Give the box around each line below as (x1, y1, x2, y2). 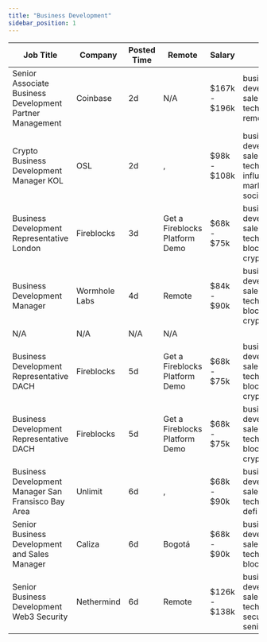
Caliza (75, 538, 100, 549)
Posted (128, 44, 157, 56)
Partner (12, 107, 41, 118)
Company (79, 49, 118, 60)
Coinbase (75, 92, 113, 103)
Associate (12, 77, 49, 88)
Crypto (12, 145, 38, 156)
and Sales (12, 548, 49, 559)
